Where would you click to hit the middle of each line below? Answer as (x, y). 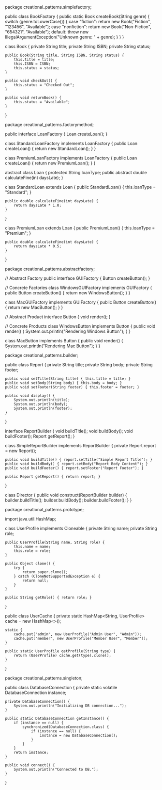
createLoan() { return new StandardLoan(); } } (51, 148)
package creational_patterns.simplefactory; (48, 7)
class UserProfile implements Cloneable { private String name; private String (81, 528)
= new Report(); (21, 451)
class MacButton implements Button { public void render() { (64, 341)
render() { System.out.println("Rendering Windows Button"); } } (68, 331)
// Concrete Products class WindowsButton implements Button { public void (80, 326)
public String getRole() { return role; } (48, 597)
